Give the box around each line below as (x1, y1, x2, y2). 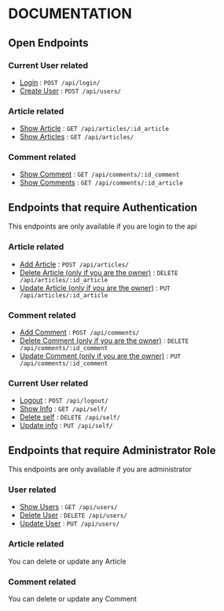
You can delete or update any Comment (8, 594, 138, 603)
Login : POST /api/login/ (19, 77, 101, 87)
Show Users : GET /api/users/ (19, 502, 118, 512)
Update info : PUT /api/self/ (19, 421, 113, 430)
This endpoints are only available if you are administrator (8, 464, 193, 474)
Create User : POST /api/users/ (19, 86, 122, 95)
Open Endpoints (8, 36, 89, 50)
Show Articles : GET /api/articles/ (19, 132, 134, 142)
